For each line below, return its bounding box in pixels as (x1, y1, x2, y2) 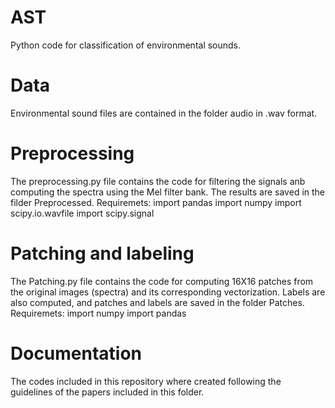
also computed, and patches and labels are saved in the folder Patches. (10, 296, 305, 308)
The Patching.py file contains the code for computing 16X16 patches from (10, 275, 314, 287)
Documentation (10, 342, 143, 365)
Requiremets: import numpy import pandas (10, 307, 187, 319)
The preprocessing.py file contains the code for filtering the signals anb (10, 175, 306, 187)
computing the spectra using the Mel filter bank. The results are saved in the (10, 186, 326, 198)
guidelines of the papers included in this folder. (10, 386, 205, 398)
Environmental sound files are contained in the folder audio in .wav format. (10, 107, 318, 119)
